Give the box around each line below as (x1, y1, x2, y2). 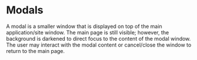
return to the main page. (6, 47, 65, 54)
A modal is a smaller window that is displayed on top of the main (6, 23, 162, 30)
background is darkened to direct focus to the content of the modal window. (6, 35, 191, 42)
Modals (6, 3, 44, 17)
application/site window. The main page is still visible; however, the (6, 29, 169, 36)
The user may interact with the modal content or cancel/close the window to (6, 41, 192, 48)
